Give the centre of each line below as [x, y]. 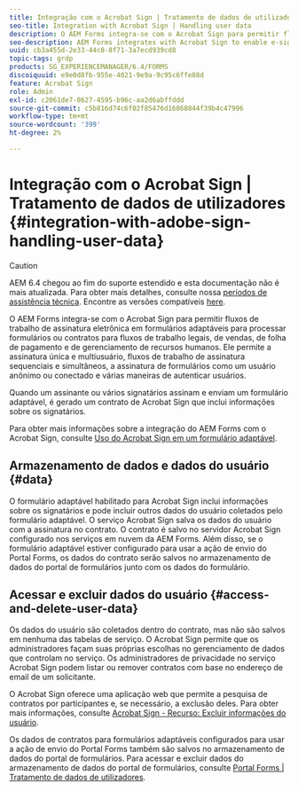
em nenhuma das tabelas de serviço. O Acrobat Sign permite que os [134, 639]
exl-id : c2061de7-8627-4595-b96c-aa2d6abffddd [97, 100]
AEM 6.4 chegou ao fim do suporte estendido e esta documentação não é [144, 282]
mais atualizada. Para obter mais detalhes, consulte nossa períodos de [138, 292]
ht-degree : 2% [35, 133]
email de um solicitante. [52, 677]
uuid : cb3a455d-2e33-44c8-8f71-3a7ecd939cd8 [93, 51]
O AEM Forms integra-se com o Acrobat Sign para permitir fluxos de [134, 318]
